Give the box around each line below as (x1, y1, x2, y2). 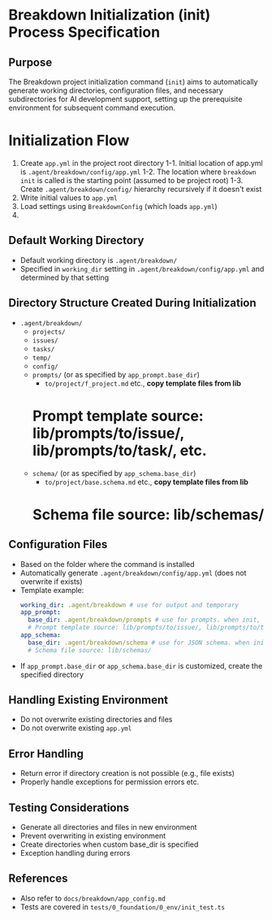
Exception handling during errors (19, 848, 131, 858)
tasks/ (32, 345, 55, 353)
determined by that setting (19, 273, 110, 282)
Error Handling (8, 747, 84, 761)
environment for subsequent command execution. (8, 103, 176, 112)
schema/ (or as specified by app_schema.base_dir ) (32, 468, 196, 477)
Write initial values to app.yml (19, 193, 118, 203)
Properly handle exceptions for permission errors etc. (19, 777, 200, 787)
